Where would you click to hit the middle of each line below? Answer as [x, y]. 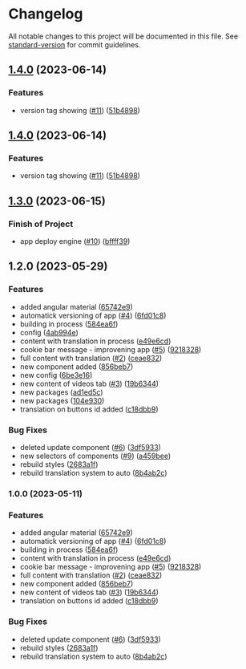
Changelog [46, 14]
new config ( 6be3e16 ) [56, 375]
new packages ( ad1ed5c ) [61, 392]
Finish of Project [41, 224]
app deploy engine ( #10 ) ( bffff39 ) [75, 241]
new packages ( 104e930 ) [62, 400]
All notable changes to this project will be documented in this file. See [123, 36]
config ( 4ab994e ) [49, 332]
